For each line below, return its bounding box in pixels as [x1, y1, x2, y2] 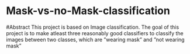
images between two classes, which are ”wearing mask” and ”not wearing [6, 36, 185, 43]
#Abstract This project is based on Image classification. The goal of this [6, 23, 179, 31]
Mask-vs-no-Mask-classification [6, 4, 171, 18]
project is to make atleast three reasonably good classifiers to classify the [6, 29, 184, 36]
